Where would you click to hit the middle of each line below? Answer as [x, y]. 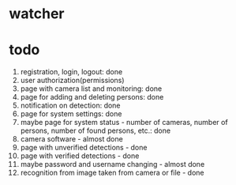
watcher [37, 14]
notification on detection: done [70, 106]
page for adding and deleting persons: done [92, 97]
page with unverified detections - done [84, 148]
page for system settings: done [71, 114]
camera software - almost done [71, 139]
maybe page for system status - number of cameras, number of [124, 123]
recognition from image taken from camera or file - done [112, 173]
